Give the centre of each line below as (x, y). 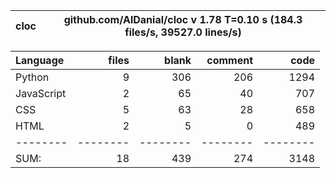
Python (32, 77)
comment (229, 60)
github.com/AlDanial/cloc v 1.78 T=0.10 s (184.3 (183, 19)
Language (40, 60)
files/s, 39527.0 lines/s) (183, 32)
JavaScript (41, 93)
